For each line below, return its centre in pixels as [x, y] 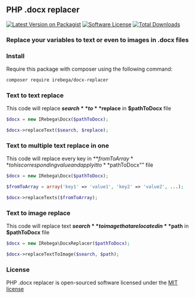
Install [16, 56]
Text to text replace [35, 95]
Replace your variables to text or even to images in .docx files [97, 40]
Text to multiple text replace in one [58, 145]
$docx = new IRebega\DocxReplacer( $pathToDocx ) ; [68, 243]
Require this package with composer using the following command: [89, 69]
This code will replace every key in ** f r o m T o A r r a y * [70, 159]
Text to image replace [38, 213]
